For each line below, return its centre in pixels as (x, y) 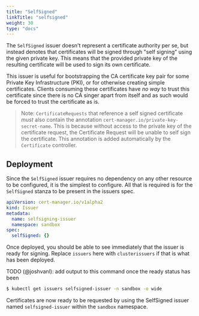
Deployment (30, 164)
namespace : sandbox (36, 225)
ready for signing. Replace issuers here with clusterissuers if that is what (98, 254)
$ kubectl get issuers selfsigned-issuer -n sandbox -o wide (84, 289)
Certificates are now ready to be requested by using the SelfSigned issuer (98, 300)
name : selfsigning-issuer (44, 219)
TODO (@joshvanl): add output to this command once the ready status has (98, 272)
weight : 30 (20, 23)
